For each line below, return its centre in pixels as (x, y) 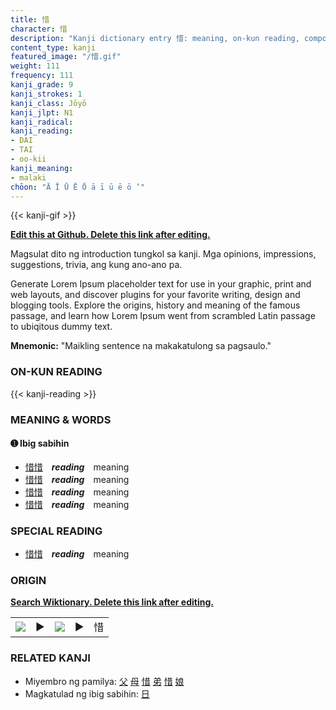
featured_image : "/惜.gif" (66, 57)
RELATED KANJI (50, 658)
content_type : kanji (53, 47)
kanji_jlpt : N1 (42, 112)
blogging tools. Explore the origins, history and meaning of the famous (155, 305)
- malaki (28, 177)
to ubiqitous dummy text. (61, 327)
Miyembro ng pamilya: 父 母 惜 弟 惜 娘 (104, 681)
